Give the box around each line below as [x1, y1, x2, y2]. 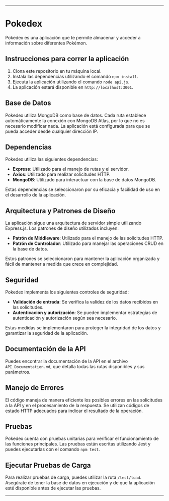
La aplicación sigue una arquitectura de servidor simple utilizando [5, 220, 142, 226]
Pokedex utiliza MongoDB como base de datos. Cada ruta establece [5, 112, 146, 118]
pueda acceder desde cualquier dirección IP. [5, 128, 98, 134]
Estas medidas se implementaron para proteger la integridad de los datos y [5, 325, 161, 331]
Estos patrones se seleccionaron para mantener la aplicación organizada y [5, 256, 160, 262]
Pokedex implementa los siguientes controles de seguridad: [5, 289, 129, 295]
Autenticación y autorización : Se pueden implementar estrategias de [12, 310, 157, 316]
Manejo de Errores [5, 383, 64, 392]
